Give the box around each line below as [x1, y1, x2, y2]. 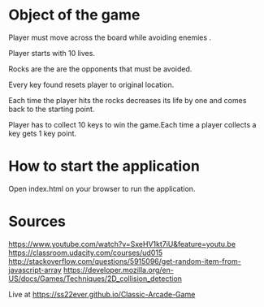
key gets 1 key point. [8, 128, 77, 138]
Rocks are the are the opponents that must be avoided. [8, 63, 193, 74]
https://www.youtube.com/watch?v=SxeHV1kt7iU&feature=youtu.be [8, 239, 236, 249]
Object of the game [8, 6, 141, 24]
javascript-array [8, 265, 63, 275]
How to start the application [8, 157, 201, 175]
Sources [8, 213, 67, 231]
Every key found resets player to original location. [8, 80, 175, 89]
